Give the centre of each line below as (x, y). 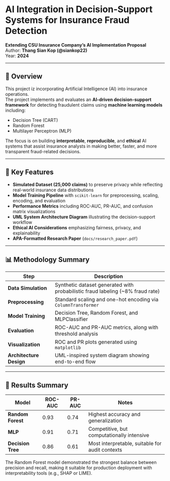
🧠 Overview (24, 76)
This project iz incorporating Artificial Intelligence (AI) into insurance (76, 89)
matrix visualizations (34, 211)
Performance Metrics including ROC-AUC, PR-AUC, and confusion (83, 206)
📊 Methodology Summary (48, 260)
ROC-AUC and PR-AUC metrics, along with (107, 327)
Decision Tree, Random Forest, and (96, 313)
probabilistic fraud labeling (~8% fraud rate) (108, 291)
